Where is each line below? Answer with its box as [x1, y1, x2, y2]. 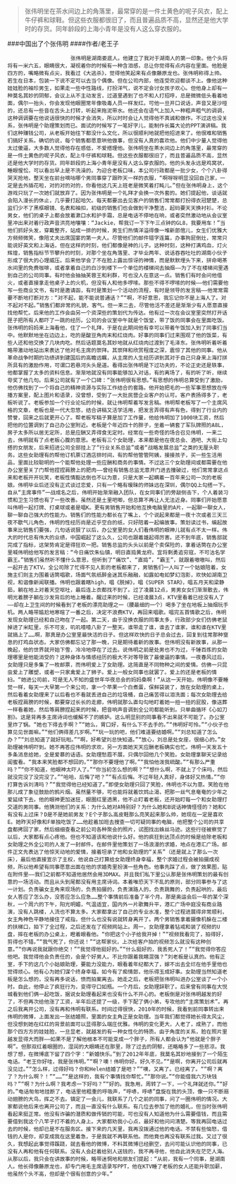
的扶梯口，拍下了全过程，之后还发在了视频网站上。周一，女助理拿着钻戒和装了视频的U [7, 923, 221, 930]
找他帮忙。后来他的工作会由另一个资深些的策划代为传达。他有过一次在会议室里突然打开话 [7, 309, 228, 316]
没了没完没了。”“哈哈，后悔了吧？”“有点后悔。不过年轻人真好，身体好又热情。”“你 [23, 774, 225, 781]
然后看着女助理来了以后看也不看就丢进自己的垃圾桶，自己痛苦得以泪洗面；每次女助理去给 [7, 691, 228, 698]
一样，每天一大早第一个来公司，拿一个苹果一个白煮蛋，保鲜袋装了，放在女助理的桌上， [12, 684, 228, 691]
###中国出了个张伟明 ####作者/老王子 [7, 39, 120, 48]
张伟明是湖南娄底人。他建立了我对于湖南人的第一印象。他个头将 [70, 55, 228, 62]
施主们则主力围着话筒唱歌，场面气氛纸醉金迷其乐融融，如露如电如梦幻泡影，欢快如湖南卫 [7, 572, 228, 579]
